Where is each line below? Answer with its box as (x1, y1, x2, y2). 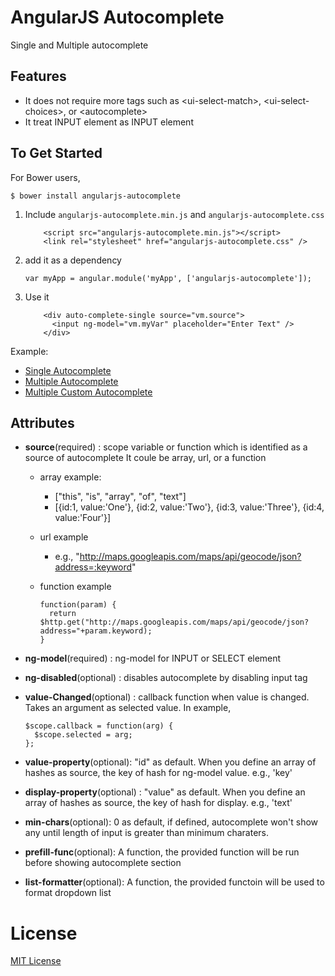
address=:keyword (54, 561, 133, 573)
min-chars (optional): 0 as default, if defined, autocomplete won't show (24, 816, 319, 828)
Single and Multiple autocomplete (10, 39, 149, 51)
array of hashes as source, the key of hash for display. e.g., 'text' (24, 797, 293, 809)
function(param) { (39, 600, 117, 610)
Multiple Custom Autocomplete (24, 386, 153, 398)
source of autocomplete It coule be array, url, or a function (24, 452, 267, 464)
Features (10, 68, 67, 85)
